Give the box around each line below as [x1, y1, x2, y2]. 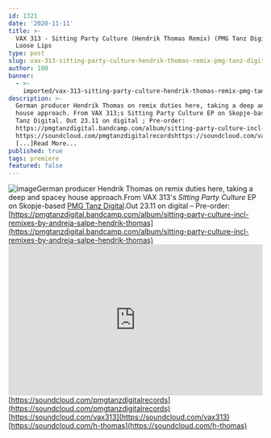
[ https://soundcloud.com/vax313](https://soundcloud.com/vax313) [8, 412, 230, 422]
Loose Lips [15, 42, 52, 50]
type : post [8, 49, 45, 57]
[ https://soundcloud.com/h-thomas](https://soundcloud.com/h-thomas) [8, 421, 248, 431]
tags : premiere [8, 154, 60, 162]
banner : [8, 72, 35, 80]
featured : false [8, 162, 63, 170]
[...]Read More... [15, 139, 78, 148]
